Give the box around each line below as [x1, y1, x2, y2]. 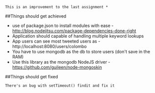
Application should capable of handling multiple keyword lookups [12, 33, 144, 39]
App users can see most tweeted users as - [12, 38, 100, 44]
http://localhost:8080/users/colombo [12, 44, 87, 49]
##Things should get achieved [5, 13, 66, 19]
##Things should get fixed [5, 74, 58, 79]
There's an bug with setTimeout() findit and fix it [5, 83, 115, 88]
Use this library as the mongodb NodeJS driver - [12, 59, 111, 65]
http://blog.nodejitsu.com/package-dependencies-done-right [12, 28, 136, 34]
